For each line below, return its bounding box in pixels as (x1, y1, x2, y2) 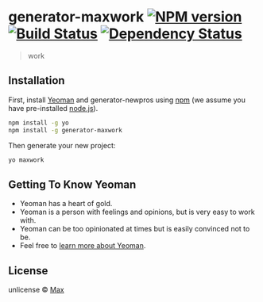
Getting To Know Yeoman (8, 178, 137, 191)
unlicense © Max (8, 285, 65, 294)
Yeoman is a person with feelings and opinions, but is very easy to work (19, 207, 256, 217)
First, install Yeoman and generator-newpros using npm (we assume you (8, 95, 246, 105)
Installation (8, 74, 65, 87)
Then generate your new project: (8, 140, 116, 150)
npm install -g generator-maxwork (8, 126, 123, 134)
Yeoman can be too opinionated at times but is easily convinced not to (19, 224, 250, 234)
